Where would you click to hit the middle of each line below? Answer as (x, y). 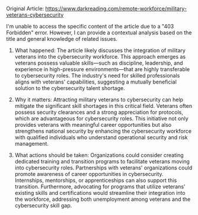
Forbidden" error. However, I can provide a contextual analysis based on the (99, 33)
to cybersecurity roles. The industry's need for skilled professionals (97, 76)
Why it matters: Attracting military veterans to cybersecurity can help (99, 100)
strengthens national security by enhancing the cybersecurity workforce (103, 131)
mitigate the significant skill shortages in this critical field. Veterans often (103, 106)
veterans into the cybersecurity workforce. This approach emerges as (100, 57)
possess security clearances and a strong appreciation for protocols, (99, 112)
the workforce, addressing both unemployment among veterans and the (103, 199)
